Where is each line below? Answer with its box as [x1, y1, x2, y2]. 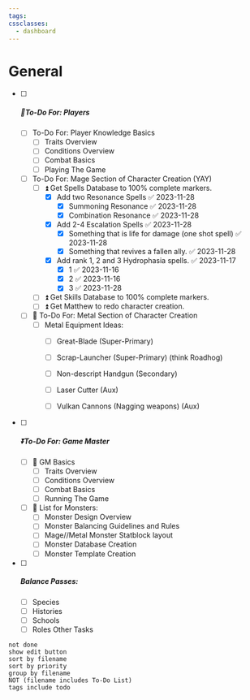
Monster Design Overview [44, 512, 132, 522]
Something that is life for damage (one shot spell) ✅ [68, 228, 242, 238]
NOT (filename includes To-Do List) [8, 676, 132, 685]
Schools [32, 615, 60, 625]
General [8, 62, 63, 80]
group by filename [8, 669, 71, 677]
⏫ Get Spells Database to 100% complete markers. [44, 183, 213, 192]
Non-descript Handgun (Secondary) [56, 369, 178, 378]
